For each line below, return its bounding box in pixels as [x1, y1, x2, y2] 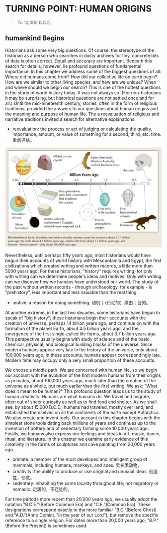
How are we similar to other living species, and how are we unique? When [5, 79, 157, 85]
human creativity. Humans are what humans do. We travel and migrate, [5, 393, 151, 399]
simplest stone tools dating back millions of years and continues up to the [5, 420, 156, 426]
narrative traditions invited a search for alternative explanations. [5, 116, 136, 122]
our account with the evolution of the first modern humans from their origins [5, 372, 161, 378]
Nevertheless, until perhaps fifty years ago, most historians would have [5, 252, 151, 258]
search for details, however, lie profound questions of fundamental [5, 63, 142, 69]
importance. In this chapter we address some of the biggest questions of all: [5, 68, 162, 74]
